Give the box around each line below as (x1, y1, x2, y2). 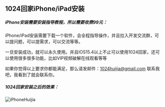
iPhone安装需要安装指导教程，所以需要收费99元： (5, 19, 107, 25)
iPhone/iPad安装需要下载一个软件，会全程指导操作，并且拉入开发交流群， (5, 32, 155, 38)
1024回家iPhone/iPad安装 (5, 4, 85, 13)
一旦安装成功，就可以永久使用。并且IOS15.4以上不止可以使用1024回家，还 (5, 49, 156, 55)
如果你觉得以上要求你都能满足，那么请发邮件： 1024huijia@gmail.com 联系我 (5, 66, 160, 72)
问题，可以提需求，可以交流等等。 (13, 39, 83, 45)
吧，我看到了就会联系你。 (5, 72, 57, 78)
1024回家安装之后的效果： (5, 84, 59, 90)
